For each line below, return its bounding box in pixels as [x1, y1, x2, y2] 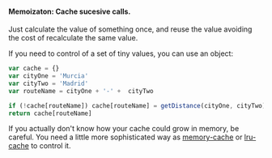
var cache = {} [8, 65, 60, 73]
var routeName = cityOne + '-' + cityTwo [8, 87, 154, 95]
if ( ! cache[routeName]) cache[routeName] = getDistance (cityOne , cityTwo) [8, 101, 266, 109]
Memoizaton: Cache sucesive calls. [8, 6, 131, 16]
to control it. [31, 141, 71, 151]
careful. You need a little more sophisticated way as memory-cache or [8, 132, 243, 142]
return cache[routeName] [8, 109, 92, 117]
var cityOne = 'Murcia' [8, 72, 89, 80]
